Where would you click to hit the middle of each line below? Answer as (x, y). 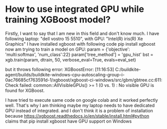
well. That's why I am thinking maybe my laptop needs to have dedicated (80, 105)
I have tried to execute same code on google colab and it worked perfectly (82, 100)
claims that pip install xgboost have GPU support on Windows (69, 121)
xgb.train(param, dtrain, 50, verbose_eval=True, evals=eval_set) (71, 60)
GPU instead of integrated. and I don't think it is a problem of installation (79, 111)
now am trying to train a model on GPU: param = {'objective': (68, 49)
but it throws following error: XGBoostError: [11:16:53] (60, 69)
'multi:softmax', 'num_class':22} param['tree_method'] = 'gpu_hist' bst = (79, 54)
